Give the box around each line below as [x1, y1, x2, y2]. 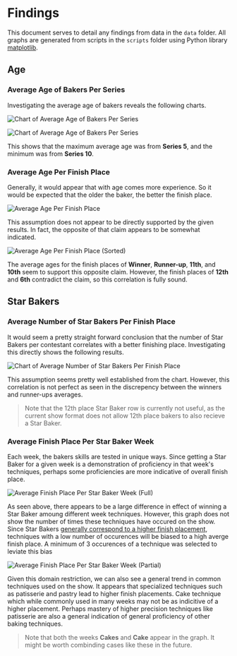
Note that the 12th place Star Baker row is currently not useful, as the [24, 403, 226, 412]
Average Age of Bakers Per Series [7, 85, 126, 95]
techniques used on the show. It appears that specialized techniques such [7, 582, 223, 590]
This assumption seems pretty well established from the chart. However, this [7, 375, 230, 384]
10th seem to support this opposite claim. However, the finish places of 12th [7, 267, 229, 276]
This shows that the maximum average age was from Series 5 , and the [7, 142, 213, 150]
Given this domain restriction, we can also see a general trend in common [7, 574, 221, 583]
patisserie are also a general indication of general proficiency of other [7, 612, 210, 620]
